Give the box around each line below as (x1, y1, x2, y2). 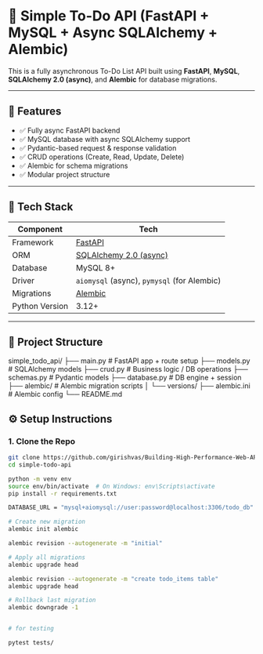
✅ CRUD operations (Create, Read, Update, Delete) (19, 152, 185, 162)
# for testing (8, 625, 55, 633)
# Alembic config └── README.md (8, 390, 123, 399)
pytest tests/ (8, 639, 55, 647)
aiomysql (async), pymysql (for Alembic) (75, 274, 222, 285)
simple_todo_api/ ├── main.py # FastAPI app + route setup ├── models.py (8, 356, 250, 365)
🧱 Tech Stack (8, 200, 74, 214)
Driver (12, 274, 35, 285)
